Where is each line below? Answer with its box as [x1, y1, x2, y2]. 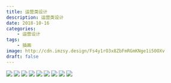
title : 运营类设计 [6, 8, 48, 15]
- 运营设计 [17, 31, 41, 37]
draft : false [6, 54, 39, 60]
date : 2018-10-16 [6, 20, 50, 26]
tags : [6, 37, 20, 43]
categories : [6, 25, 36, 32]
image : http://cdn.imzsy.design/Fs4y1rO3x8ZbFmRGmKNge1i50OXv [6, 48, 165, 54]
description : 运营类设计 [6, 14, 64, 20]
